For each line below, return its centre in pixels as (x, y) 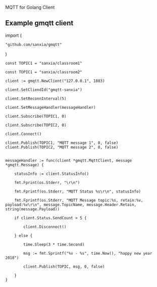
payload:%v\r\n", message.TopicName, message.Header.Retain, (71, 205)
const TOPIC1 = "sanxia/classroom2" (44, 72)
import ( (13, 35)
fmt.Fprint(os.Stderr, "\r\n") (47, 182)
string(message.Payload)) (32, 209)
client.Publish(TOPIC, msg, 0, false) (64, 267)
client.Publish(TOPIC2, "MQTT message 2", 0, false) (62, 147)
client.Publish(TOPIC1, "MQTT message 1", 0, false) (62, 143)
